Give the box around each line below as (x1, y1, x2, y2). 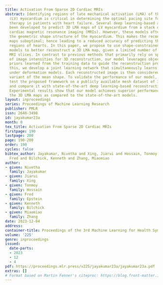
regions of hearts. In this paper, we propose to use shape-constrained (9, 43, 160, 48)
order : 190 (5, 142, 27, 147)
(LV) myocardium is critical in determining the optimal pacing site (9, 16, 153, 21)
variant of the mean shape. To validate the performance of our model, (9, 75, 158, 79)
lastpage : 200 (5, 133, 34, 138)
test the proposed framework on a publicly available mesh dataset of (9, 79, 155, 84)
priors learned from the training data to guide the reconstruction (9, 61, 151, 66)
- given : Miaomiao (5, 210, 42, 215)
